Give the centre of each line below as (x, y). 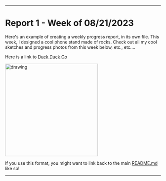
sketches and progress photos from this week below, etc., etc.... (70, 47)
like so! (12, 168)
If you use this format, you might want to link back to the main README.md (82, 163)
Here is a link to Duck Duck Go (36, 57)
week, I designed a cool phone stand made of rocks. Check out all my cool (81, 42)
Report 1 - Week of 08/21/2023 (70, 23)
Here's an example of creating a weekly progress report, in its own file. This (82, 36)
